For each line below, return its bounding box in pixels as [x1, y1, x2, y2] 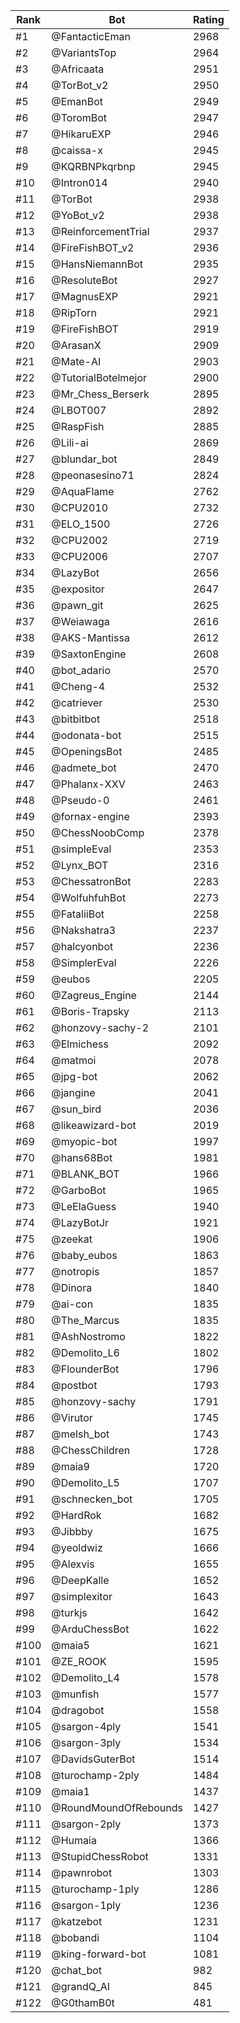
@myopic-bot [51, 1135, 118, 1148]
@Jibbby [51, 1525, 93, 1538]
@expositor [51, 582, 105, 596]
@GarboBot [51, 1184, 107, 1197]
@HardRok [51, 1509, 102, 1522]
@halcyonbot [51, 940, 114, 953]
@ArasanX [51, 339, 102, 352]
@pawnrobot [51, 1866, 113, 1879]
